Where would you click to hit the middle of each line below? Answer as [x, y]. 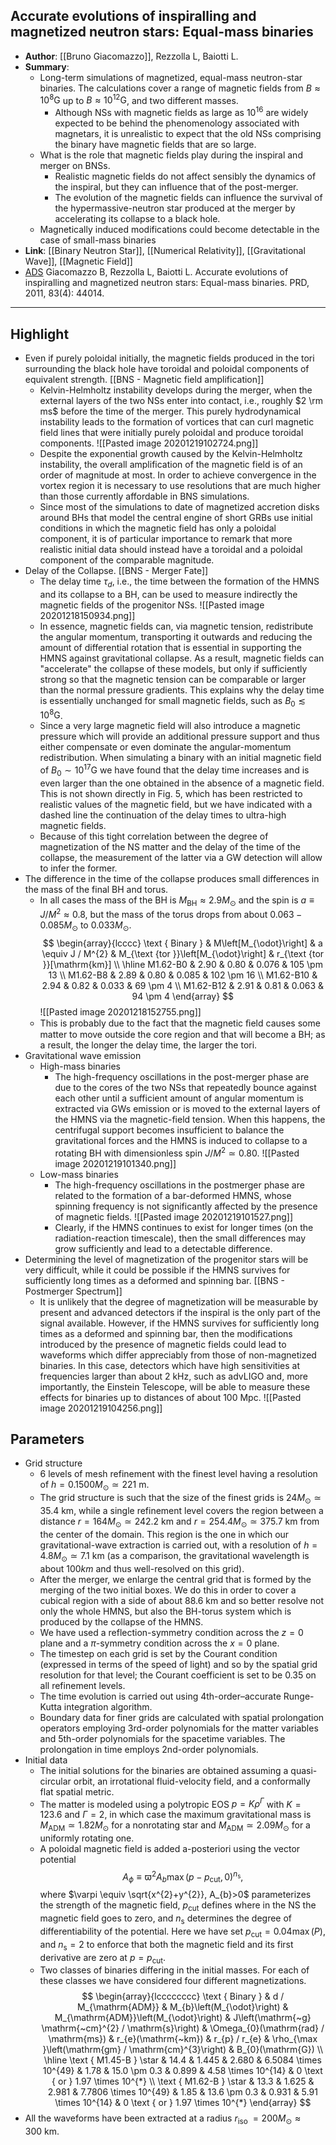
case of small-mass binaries [98, 240]
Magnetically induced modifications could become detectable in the [179, 230]
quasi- [304, 1770]
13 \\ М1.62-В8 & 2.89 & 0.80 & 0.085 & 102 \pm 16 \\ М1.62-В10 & [183, 975]
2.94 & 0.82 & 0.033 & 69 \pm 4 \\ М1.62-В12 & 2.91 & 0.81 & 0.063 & [182, 985]
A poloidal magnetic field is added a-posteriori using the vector [170, 1848]
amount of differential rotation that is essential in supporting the [170, 647]
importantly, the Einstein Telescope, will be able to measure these [175, 1386]
